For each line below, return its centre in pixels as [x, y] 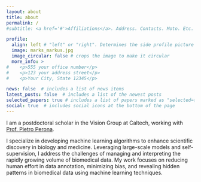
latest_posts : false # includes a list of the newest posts [84, 95]
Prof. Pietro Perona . [30, 129]
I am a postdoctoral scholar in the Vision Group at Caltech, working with [95, 123]
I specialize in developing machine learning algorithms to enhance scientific [100, 141]
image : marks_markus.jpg [42, 51]
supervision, [22, 153]
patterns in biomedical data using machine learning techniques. [84, 172]
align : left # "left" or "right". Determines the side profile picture [103, 45]
